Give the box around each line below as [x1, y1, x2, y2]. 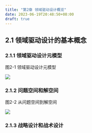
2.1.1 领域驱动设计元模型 [5, 52, 62, 59]
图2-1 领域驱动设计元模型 [5, 64, 56, 70]
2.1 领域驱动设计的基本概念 [5, 36, 87, 44]
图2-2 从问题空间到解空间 [5, 99, 57, 105]
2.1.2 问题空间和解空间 [5, 87, 58, 94]
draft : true [5, 16, 30, 21]
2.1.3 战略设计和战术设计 [5, 122, 64, 129]
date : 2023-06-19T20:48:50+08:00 [5, 12, 74, 17]
